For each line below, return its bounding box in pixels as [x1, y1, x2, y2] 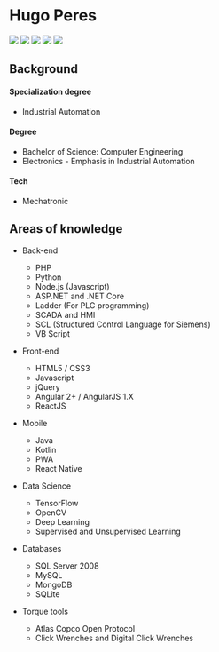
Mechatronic [21, 195, 69, 206]
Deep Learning [35, 516, 90, 527]
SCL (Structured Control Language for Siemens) [35, 319, 211, 330]
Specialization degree [9, 86, 91, 97]
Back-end [21, 245, 59, 256]
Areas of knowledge [9, 221, 123, 236]
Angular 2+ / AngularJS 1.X [35, 391, 135, 402]
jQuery [35, 381, 60, 392]
